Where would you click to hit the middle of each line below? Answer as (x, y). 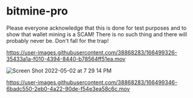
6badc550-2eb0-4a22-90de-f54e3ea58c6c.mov (68, 88)
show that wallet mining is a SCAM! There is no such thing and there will (97, 34)
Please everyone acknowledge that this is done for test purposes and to (96, 28)
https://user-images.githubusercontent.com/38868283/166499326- (92, 52)
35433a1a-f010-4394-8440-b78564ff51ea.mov (66, 59)
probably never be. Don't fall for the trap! (58, 41)
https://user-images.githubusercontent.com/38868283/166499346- (92, 82)
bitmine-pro (37, 11)
